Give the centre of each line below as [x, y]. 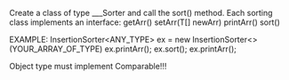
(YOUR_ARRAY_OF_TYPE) [56, 49]
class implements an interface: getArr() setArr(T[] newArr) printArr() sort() [144, 22]
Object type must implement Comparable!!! [88, 66]
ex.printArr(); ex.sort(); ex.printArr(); [171, 49]
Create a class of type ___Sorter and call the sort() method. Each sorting [141, 13]
